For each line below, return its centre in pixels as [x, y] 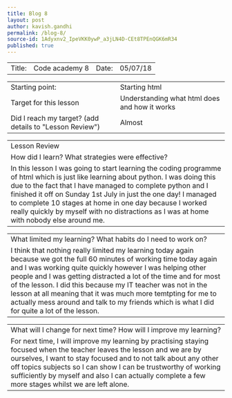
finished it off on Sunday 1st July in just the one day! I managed [114, 194]
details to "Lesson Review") [55, 127]
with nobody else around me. [58, 220]
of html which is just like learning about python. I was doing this [113, 177]
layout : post [26, 20]
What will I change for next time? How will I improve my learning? [116, 330]
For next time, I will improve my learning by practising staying [110, 341]
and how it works [148, 107]
